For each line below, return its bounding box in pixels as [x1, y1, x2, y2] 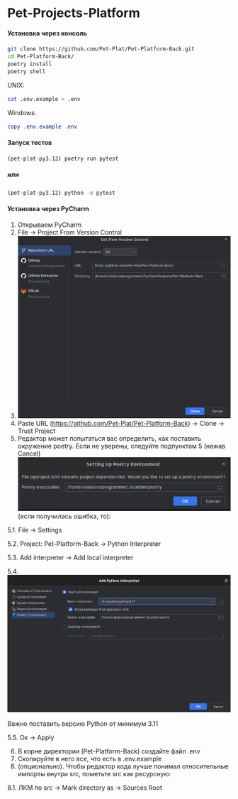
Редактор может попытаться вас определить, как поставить [17, 434, 202, 442]
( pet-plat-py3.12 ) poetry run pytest [7, 155, 119, 162]
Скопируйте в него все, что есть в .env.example [17, 755, 162, 763]
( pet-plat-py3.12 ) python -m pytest [7, 189, 115, 196]
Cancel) [17, 449, 41, 458]
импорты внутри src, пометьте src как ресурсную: [17, 770, 171, 778]
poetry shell [7, 68, 46, 75]
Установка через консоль [7, 28, 87, 37]
